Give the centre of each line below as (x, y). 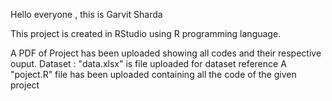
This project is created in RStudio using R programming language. (146, 33)
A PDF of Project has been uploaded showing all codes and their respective (166, 53)
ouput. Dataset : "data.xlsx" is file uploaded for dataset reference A (148, 63)
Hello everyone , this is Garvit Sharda (86, 14)
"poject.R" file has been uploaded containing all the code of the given (153, 74)
